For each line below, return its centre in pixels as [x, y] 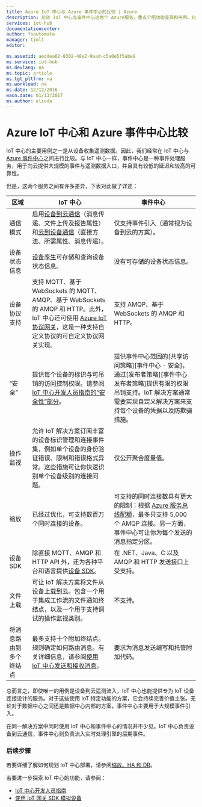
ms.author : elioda [29, 101]
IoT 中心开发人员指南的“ [66, 392]
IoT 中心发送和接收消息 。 [67, 665]
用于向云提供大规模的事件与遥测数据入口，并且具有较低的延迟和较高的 [103, 166]
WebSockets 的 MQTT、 [66, 291]
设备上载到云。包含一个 [65, 591]
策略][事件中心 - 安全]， [154, 365]
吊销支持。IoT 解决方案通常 [152, 392]
